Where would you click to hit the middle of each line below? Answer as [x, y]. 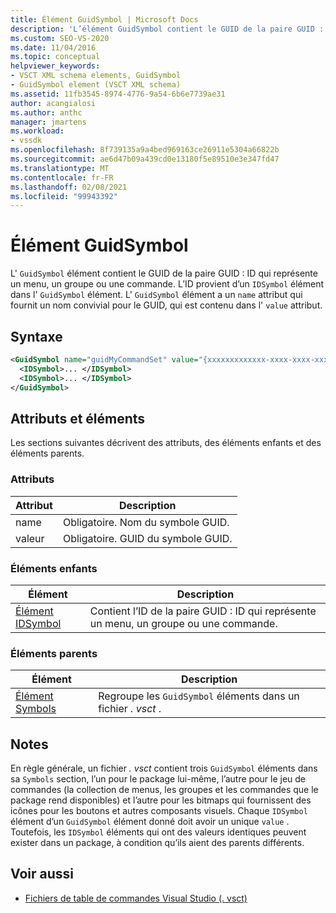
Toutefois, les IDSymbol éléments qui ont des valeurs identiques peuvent [158, 832]
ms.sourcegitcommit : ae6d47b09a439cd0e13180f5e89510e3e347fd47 [145, 159]
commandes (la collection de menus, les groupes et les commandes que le [164, 790]
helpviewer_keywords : [55, 66]
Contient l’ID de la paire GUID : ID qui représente [203, 611]
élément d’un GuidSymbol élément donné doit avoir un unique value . [150, 822]
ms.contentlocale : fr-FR [62, 177]
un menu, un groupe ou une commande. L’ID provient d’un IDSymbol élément [167, 284]
